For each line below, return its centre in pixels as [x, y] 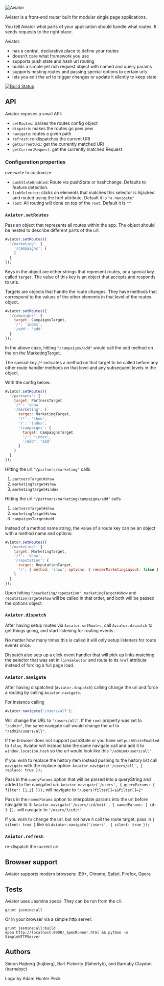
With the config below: [28, 382]
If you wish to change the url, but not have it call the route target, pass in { [80, 819]
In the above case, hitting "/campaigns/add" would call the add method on [79, 347]
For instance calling [25, 702]
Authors [18, 952]
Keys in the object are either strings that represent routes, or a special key [80, 271]
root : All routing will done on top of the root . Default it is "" [71, 203]
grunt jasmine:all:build [30, 928]
